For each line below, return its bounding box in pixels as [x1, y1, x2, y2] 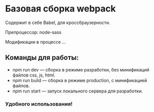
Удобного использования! [5, 100, 73, 107]
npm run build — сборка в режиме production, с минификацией [12, 77, 147, 83]
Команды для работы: [5, 53, 79, 62]
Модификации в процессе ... [5, 38, 66, 45]
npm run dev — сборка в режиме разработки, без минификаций [12, 66, 149, 72]
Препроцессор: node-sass [5, 29, 61, 35]
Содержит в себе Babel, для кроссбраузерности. [5, 19, 110, 25]
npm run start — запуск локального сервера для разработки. [12, 88, 143, 94]
